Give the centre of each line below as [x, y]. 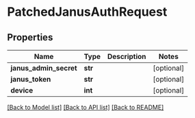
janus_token [31, 79]
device [22, 90]
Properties [30, 37]
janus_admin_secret [44, 68]
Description [127, 57]
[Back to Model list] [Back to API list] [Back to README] [86, 107]
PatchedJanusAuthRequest [87, 12]
